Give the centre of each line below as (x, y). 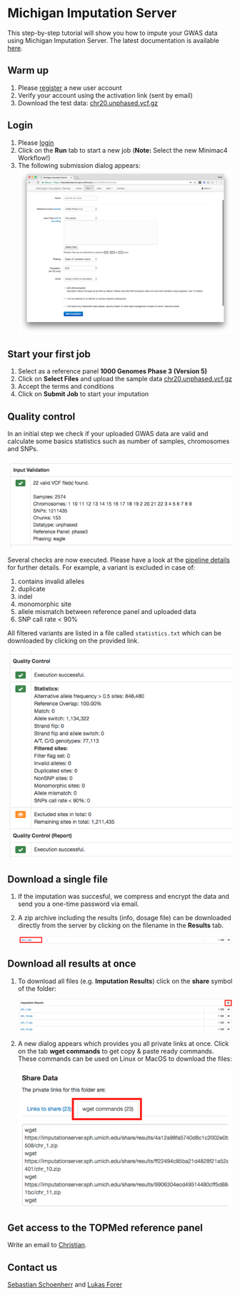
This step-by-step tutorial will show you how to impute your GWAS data (112, 33)
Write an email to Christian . (47, 1245)
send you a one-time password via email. (78, 904)
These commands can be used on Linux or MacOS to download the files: (125, 1059)
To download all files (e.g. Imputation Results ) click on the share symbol (125, 981)
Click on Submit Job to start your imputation (83, 394)
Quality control (41, 417)
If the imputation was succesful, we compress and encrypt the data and (124, 897)
